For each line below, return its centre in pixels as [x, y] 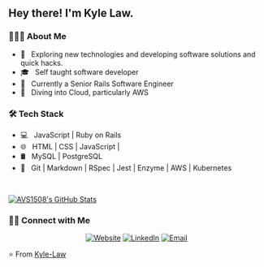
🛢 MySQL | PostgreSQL [61, 156]
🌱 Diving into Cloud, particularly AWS [84, 92]
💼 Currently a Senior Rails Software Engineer [97, 84]
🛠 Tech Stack [36, 114]
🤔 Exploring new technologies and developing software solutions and [138, 54]
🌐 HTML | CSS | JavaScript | [70, 146]
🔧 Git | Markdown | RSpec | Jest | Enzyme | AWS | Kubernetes [126, 168]
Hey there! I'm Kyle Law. [71, 13]
